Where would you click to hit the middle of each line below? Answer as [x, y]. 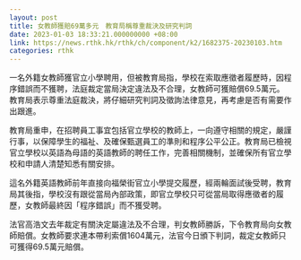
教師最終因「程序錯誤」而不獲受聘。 [99, 205]
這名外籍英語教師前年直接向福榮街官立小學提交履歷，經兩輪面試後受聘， [142, 183]
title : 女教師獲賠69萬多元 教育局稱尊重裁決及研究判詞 [101, 26]
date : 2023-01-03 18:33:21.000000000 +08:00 [94, 34]
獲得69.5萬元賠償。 [53, 247]
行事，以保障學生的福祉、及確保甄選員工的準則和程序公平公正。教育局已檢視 [150, 142]
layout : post [34, 17]
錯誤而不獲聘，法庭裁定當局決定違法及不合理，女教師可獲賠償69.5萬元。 [150, 89]
